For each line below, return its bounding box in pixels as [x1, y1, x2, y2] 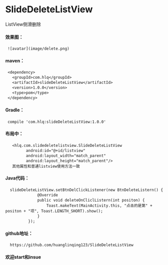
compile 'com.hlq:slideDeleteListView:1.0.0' [7, 119, 106, 124]
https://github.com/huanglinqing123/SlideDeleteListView [10, 242, 134, 248]
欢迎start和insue [5, 254, 41, 260]
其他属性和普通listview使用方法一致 [12, 164, 80, 169]
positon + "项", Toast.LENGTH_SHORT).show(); [5, 208, 103, 213]
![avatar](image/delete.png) [7, 46, 70, 52]
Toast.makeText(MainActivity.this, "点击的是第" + [46, 203, 153, 208]
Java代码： [5, 175, 30, 181]
